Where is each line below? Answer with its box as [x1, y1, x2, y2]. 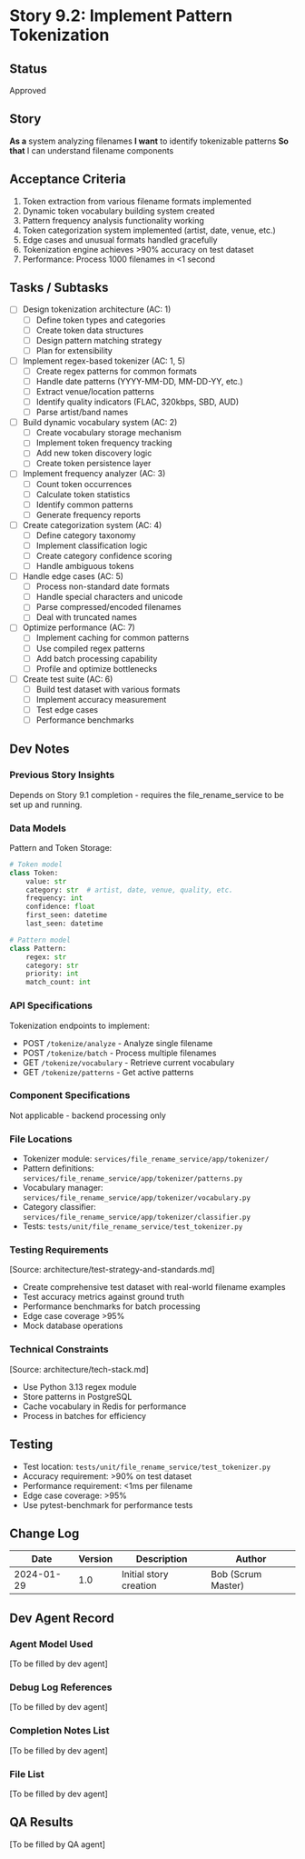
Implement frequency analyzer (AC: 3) [22, 468, 166, 479]
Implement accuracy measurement [35, 694, 167, 705]
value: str [25, 876, 67, 886]
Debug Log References [9, 1681, 113, 1694]
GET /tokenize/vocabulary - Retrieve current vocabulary [22, 1056, 235, 1068]
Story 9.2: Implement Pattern [9, 5, 233, 26]
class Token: [9, 868, 59, 877]
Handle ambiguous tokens [35, 561, 134, 571]
